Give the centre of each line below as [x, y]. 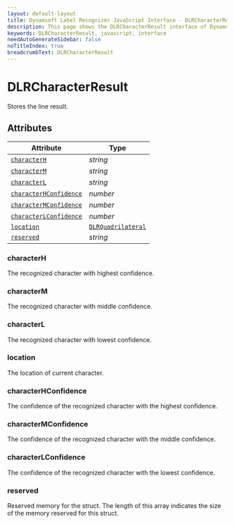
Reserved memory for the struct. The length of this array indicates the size [114, 506]
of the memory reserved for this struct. [63, 513]
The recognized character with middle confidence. [80, 307]
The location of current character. [56, 373]
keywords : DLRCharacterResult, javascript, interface [87, 33]
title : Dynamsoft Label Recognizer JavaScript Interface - [95, 20]
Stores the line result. [38, 106]
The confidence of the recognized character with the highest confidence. [112, 406]
